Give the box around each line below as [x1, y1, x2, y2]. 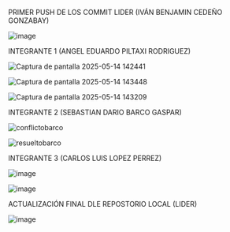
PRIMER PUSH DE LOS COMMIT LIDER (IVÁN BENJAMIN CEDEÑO [8, 8, 223, 17]
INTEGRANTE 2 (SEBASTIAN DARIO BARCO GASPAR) [8, 107, 183, 117]
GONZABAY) [8, 16, 50, 25]
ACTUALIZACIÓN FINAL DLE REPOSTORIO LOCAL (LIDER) [8, 200, 198, 208]
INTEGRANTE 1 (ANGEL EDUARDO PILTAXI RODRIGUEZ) [8, 47, 191, 55]
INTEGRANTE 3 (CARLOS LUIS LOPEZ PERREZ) [8, 154, 162, 163]
